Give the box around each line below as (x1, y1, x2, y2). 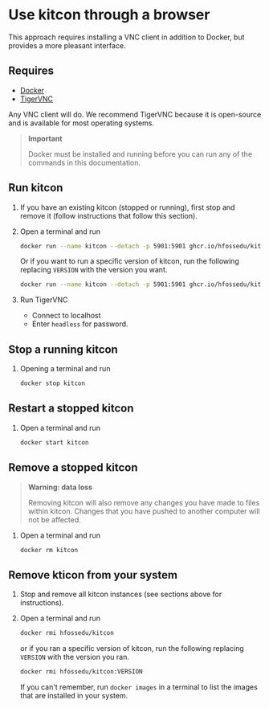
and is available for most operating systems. (8, 118, 155, 128)
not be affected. (27, 514, 82, 524)
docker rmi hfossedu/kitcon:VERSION (19, 668, 143, 676)
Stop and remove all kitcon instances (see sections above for (19, 589, 222, 600)
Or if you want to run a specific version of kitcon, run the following (19, 256, 239, 266)
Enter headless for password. (31, 319, 128, 329)
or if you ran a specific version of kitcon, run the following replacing (19, 644, 245, 653)
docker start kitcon (19, 438, 89, 447)
